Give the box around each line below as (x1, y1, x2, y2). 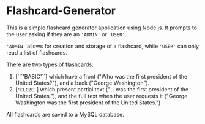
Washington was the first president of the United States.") (15, 99, 161, 106)
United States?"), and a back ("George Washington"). (15, 79, 150, 87)
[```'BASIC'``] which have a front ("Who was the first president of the (15, 72, 188, 80)
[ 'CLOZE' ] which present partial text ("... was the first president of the (15, 85, 188, 93)
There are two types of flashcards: (6, 61, 94, 68)
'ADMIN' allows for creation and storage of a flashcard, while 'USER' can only (6, 42, 199, 50)
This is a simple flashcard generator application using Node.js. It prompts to (6, 24, 198, 31)
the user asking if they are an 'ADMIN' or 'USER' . (6, 30, 127, 37)
